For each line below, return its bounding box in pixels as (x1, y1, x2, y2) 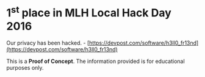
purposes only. (6, 64, 44, 71)
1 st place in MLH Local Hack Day (6, 4, 172, 20)
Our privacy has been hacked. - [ (6, 39, 90, 46)
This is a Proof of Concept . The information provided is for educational (6, 57, 185, 65)
